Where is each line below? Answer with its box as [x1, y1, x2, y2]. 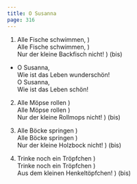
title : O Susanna [7, 10, 57, 17]
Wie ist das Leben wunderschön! [16, 70, 110, 79]
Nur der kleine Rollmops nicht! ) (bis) [16, 113, 121, 121]
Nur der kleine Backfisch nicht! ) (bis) [16, 49, 123, 58]
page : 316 [7, 16, 36, 23]
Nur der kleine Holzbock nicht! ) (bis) [16, 141, 122, 149]
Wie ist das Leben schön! [16, 85, 89, 93]
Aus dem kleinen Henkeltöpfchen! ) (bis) [16, 169, 132, 177]
